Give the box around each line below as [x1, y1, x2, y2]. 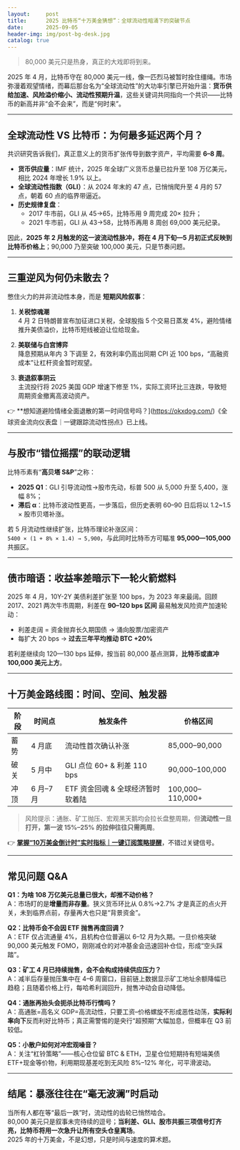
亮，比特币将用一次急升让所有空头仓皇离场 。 [7, 1126, 139, 1134]
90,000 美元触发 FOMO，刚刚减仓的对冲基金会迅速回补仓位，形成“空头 [7, 941, 216, 950]
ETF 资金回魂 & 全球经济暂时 [65, 784, 161, 794]
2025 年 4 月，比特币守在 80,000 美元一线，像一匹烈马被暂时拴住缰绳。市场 [7, 73, 232, 81]
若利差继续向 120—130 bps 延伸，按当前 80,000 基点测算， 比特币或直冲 [7, 649, 219, 658]
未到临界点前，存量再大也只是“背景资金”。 [19, 909, 145, 916]
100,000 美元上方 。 [7, 659, 66, 667]
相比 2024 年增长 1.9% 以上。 [17, 173, 106, 182]
